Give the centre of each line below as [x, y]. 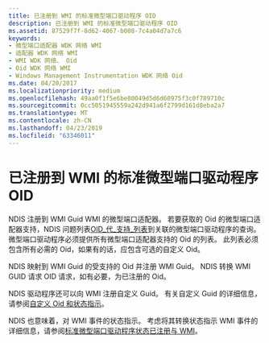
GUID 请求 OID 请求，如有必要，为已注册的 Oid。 [89, 276]
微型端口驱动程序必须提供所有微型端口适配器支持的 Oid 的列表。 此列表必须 [134, 239]
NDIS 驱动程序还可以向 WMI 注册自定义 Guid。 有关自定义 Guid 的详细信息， [135, 293]
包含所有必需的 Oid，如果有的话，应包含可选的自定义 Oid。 [107, 249]
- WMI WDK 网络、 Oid [43, 61]
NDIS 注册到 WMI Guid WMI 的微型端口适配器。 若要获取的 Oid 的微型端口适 [134, 219]
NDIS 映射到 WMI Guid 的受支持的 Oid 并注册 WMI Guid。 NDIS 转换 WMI [130, 266]
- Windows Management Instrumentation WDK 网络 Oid [95, 76]
